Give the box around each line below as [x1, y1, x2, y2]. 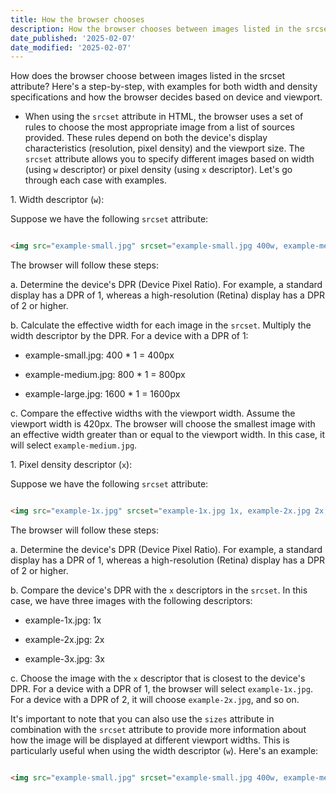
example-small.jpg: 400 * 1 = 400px [24, 349, 175, 361]
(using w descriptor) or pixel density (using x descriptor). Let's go [24, 164, 293, 176]
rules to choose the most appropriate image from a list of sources [24, 121, 295, 133]
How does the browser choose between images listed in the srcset [10, 70, 286, 82]
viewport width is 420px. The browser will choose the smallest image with [10, 418, 316, 430]
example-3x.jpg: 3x [24, 653, 105, 665]
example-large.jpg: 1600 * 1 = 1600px [24, 388, 181, 400]
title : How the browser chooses [10, 14, 145, 25]
